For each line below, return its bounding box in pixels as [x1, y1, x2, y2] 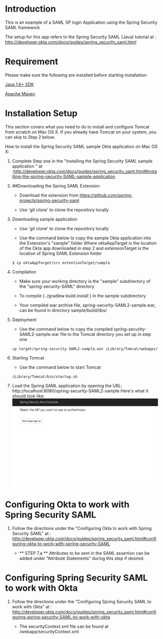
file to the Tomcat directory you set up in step [60, 331, 151, 337]
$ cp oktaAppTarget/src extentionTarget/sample [12, 260, 110, 265]
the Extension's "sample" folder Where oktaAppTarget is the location [19, 240, 157, 246]
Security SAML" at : [12, 530, 51, 536]
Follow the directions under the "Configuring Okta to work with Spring [12, 525, 152, 531]
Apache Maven [5, 91, 35, 96]
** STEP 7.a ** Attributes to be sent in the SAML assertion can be [19, 550, 150, 556]
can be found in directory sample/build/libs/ [19, 307, 107, 313]
